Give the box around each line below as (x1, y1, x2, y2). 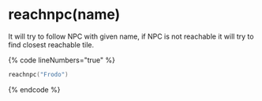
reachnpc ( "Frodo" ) (8, 70, 69, 78)
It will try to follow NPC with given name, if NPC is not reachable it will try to (8, 32, 254, 41)
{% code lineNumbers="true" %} (8, 55, 116, 65)
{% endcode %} (8, 84, 61, 94)
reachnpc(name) (8, 6, 121, 24)
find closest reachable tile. (8, 39, 95, 49)
